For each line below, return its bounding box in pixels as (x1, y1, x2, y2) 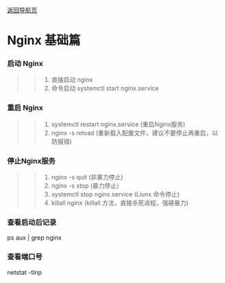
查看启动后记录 (7, 218, 57, 227)
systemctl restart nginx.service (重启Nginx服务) (51, 120, 186, 128)
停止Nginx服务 (7, 156, 56, 166)
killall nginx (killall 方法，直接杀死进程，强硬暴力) (51, 199, 189, 207)
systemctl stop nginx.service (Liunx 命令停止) (51, 190, 180, 199)
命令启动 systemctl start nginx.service (51, 84, 159, 93)
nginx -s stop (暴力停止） (51, 181, 123, 190)
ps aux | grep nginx (7, 234, 62, 242)
